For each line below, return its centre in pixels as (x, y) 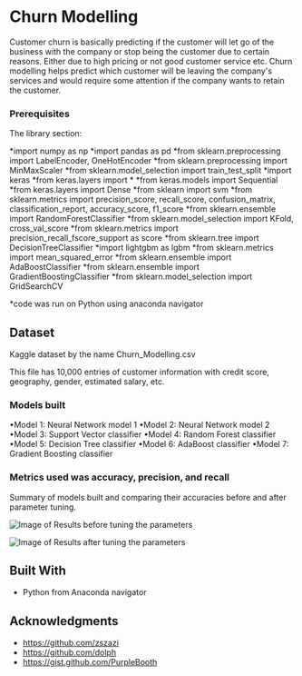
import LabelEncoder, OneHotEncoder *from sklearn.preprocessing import (149, 161)
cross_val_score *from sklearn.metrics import (94, 228)
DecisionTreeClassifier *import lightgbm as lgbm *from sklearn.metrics (141, 248)
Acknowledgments (64, 621)
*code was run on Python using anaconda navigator (107, 304)
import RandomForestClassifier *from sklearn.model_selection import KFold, (152, 219)
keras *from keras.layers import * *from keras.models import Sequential (144, 180)
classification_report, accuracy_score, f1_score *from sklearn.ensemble (143, 209)
